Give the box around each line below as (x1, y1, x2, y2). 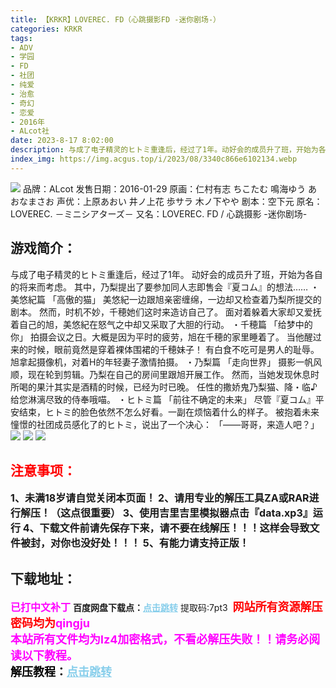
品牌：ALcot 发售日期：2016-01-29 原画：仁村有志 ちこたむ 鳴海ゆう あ (22, 182, 318, 195)
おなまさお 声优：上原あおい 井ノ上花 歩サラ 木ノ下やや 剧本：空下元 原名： (10, 195, 323, 207)
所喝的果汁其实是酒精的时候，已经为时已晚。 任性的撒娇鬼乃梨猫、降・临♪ (10, 381, 318, 393)
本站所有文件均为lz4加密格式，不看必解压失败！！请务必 (10, 632, 310, 647)
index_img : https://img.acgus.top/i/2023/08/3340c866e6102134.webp (10, 154, 298, 164)
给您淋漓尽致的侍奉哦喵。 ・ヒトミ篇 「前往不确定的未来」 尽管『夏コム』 (10, 393, 316, 405)
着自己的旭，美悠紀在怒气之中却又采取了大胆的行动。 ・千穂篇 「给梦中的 (10, 318, 313, 330)
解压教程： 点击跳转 (10, 665, 112, 680)
